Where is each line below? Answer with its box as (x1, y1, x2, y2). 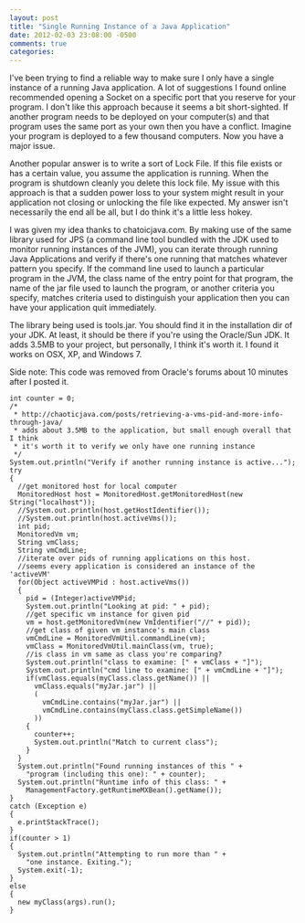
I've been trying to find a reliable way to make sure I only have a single (9, 72, 275, 83)
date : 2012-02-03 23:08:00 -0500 (9, 30, 137, 39)
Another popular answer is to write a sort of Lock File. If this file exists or (9, 158, 283, 169)
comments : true (9, 38, 68, 48)
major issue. (9, 141, 56, 152)
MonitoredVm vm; (17, 530, 79, 539)
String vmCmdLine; (17, 546, 89, 556)
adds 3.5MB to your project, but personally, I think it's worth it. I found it (9, 339, 279, 350)
